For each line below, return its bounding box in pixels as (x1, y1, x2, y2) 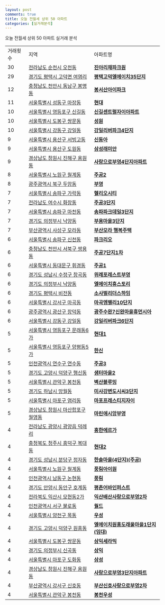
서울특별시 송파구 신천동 (28, 236, 82, 243)
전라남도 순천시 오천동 (28, 64, 77, 71)
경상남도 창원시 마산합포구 (28, 407, 86, 414)
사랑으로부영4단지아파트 (94, 158, 147, 165)
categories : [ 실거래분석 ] (5, 21, 53, 26)
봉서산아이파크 (94, 86, 126, 93)
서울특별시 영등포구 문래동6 (28, 327, 89, 334)
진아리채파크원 (94, 64, 126, 71)
